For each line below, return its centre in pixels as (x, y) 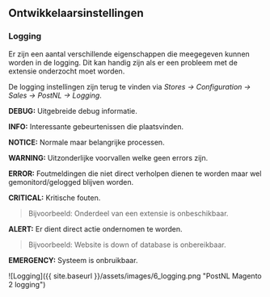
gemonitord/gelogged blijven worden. (71, 182)
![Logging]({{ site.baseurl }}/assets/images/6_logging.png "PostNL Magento (135, 276)
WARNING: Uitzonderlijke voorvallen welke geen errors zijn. (108, 157)
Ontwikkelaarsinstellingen (76, 13)
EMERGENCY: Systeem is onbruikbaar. (73, 260)
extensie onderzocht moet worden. (67, 71)
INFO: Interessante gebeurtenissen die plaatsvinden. (96, 126)
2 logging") (27, 284)
